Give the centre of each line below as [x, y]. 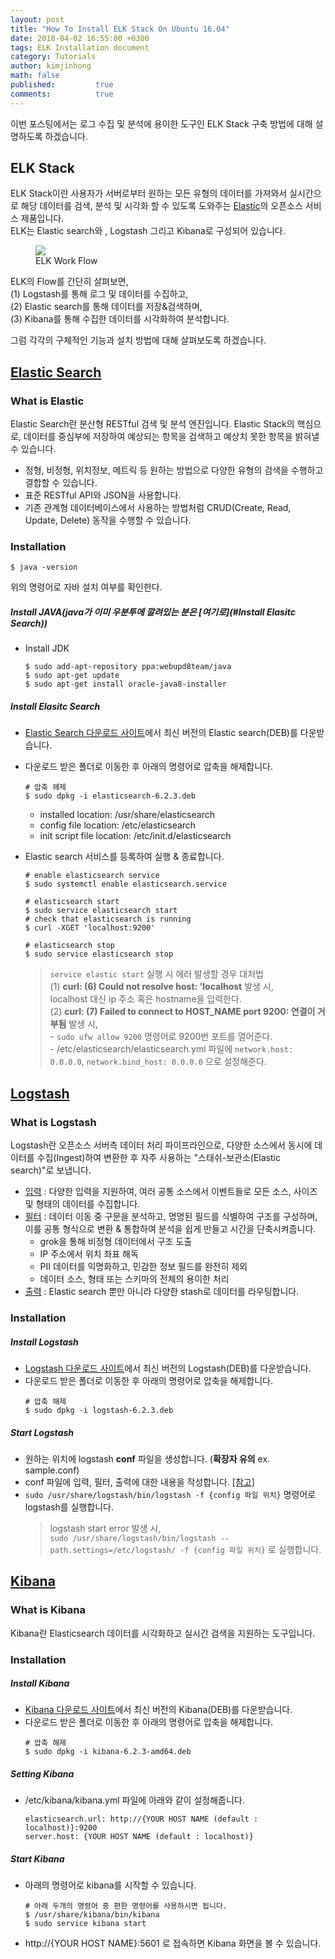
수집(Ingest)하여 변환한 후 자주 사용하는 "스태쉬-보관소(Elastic [158, 1158]
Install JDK [47, 648]
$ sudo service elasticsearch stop [99, 954]
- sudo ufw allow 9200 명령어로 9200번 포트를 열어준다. [161, 1037]
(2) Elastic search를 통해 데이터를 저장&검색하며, [106, 307]
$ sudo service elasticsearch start [101, 911]
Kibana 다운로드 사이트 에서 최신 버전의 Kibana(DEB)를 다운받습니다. [158, 1710]
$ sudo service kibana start [85, 1924]
